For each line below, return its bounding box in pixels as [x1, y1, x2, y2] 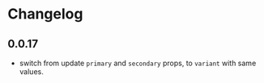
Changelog [7, 5, 83, 23]
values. [19, 67, 44, 77]
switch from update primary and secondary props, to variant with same [19, 58, 257, 68]
